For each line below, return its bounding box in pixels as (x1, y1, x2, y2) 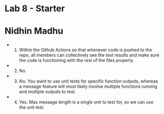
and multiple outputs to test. (19, 89, 76, 95)
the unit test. (19, 104, 45, 111)
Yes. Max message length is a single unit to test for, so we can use (19, 99, 154, 105)
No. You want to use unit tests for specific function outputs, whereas (19, 78, 158, 84)
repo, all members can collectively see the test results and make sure (19, 52, 160, 58)
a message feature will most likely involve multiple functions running (19, 84, 158, 89)
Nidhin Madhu (4, 26, 63, 37)
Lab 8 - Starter (4, 3, 65, 14)
